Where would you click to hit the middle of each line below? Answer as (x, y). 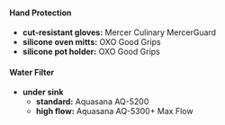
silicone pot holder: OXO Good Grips (91, 52)
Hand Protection (40, 13)
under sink (43, 92)
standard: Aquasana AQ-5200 (92, 102)
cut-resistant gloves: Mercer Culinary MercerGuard (119, 32)
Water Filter (32, 72)
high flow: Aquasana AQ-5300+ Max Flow (114, 112)
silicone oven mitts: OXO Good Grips (91, 42)
